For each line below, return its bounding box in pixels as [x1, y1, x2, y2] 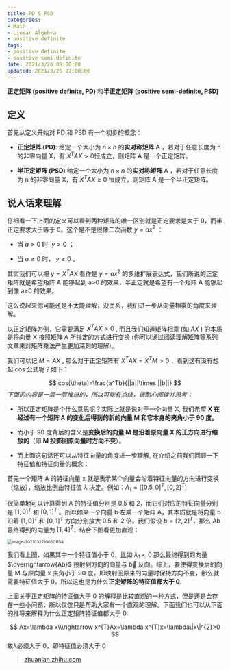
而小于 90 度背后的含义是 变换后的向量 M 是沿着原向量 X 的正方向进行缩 [16, 428, 218, 436]
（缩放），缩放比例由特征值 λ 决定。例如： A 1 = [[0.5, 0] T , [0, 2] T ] [7, 482, 187, 493]
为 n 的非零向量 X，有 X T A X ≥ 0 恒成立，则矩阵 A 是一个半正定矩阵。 [16, 174, 212, 184]
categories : [7, 16, 41, 23]
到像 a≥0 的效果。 [7, 286, 58, 295]
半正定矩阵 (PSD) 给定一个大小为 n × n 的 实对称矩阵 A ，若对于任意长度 [16, 166, 218, 175]
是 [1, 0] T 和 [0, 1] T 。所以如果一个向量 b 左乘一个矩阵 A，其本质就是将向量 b [7, 506, 221, 516]
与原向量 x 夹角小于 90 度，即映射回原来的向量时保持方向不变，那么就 [21, 569, 220, 578]
